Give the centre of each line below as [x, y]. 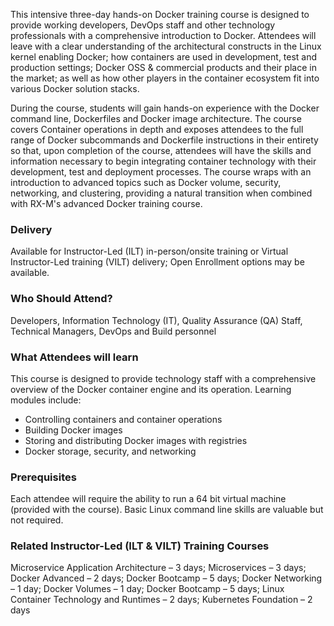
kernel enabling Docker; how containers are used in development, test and [164, 57]
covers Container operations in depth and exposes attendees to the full [157, 129]
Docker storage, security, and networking [110, 451]
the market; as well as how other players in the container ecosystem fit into [165, 78]
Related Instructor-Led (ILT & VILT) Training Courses [140, 546]
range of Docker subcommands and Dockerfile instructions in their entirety [164, 140]
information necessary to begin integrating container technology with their [163, 161]
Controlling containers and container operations [123, 419]
